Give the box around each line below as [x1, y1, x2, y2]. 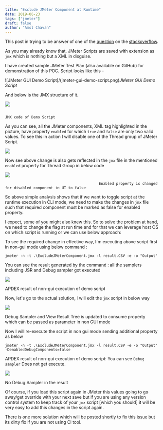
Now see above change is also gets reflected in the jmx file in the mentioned [5, 157, 158, 163]
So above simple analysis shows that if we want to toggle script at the [5, 194, 145, 200]
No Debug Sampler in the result [5, 380, 68, 386]
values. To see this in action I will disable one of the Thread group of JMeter [5, 134, 158, 139]
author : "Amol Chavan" [5, 25, 51, 30]
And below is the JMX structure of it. [5, 92, 79, 98]
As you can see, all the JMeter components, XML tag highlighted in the [5, 123, 147, 129]
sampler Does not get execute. [5, 361, 66, 367]
